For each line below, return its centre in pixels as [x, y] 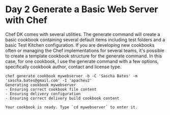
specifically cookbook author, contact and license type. [63, 67]
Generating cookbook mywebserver [41, 85]
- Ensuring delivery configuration [43, 94]
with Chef [26, 20]
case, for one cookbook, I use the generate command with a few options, [82, 61]
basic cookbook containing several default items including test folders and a [85, 40]
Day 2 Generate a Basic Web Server [82, 9]
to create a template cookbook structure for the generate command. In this [83, 56]
